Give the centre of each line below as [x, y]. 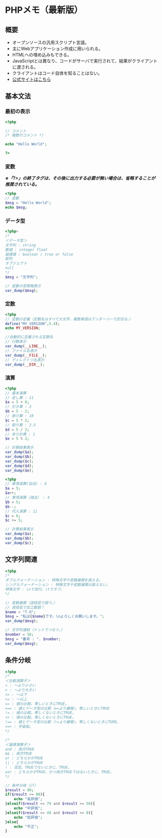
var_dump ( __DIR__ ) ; [25, 364]
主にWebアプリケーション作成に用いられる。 [58, 49]
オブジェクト [16, 263]
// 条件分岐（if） [22, 785]
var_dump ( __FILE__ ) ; [26, 355]
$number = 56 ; [20, 635]
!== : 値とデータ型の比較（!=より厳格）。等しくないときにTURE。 [63, 722]
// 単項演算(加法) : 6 [26, 484]
